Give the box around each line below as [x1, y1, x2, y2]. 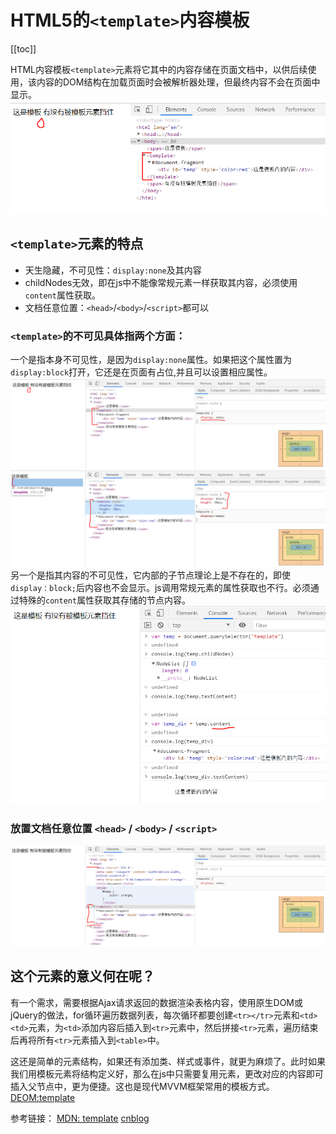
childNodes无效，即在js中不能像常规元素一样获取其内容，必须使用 [24, 276, 298, 288]
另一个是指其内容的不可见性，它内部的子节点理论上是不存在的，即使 [10, 569, 291, 581]
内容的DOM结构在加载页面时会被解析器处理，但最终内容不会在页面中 [36, 76, 321, 88]
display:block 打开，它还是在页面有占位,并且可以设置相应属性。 [10, 366, 273, 378]
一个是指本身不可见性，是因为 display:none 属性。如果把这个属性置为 [10, 354, 292, 365]
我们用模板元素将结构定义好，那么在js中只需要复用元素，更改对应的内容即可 [10, 1067, 324, 1080]
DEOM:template [10, 1091, 76, 1103]
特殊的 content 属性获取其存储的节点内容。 [18, 594, 192, 606]
